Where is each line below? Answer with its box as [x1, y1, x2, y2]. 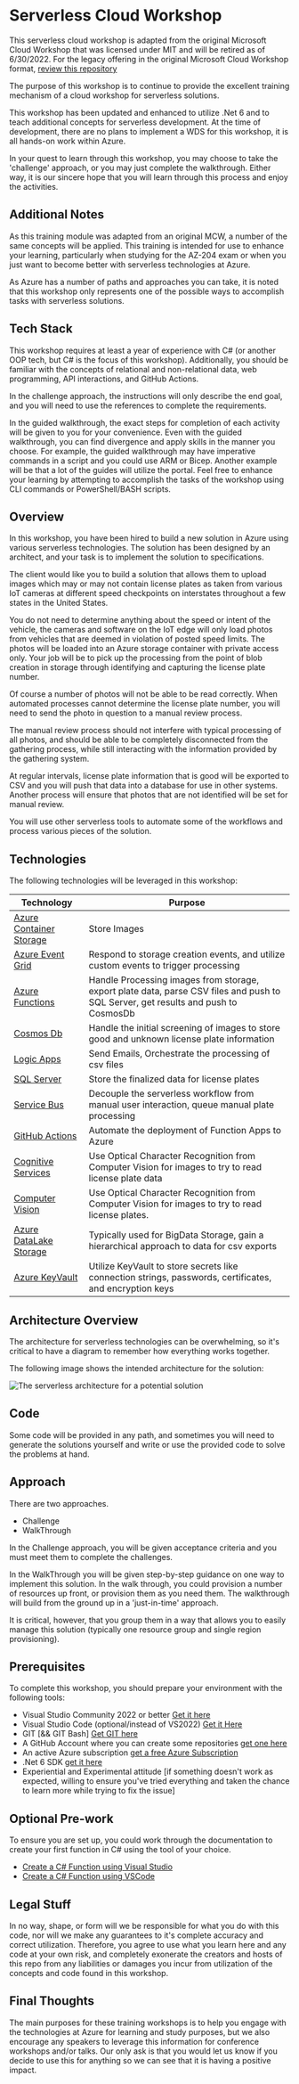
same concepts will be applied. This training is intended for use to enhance [9, 240, 285, 250]
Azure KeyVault [13, 1271, 78, 1284]
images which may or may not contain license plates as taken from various [9, 578, 283, 589]
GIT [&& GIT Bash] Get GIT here [21, 1728, 138, 1739]
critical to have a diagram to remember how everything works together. [9, 1346, 270, 1356]
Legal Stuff [9, 1897, 71, 1912]
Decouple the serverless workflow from [88, 1088, 255, 1100]
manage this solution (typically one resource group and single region [9, 1623, 262, 1635]
